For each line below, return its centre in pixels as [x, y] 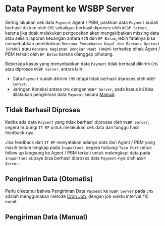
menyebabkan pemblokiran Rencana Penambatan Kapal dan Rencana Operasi [82, 43]
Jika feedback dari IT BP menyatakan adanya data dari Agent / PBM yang [80, 142]
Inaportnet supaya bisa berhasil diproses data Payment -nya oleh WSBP [76, 158]
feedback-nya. [20, 133]
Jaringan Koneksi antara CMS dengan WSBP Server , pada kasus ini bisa [83, 89]
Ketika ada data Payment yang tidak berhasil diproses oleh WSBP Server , [77, 122]
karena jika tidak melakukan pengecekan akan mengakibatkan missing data [82, 33]
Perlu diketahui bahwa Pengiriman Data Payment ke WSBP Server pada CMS [79, 191]
